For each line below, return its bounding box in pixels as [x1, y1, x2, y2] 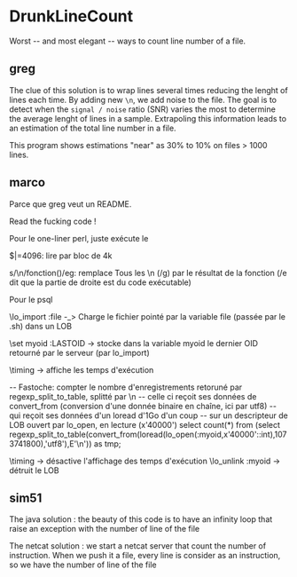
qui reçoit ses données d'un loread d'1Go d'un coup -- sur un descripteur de [9, 410, 288, 421]
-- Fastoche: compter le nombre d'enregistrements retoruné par [9, 382, 243, 392]
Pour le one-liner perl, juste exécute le [9, 233, 149, 243]
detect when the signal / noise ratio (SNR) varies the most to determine [9, 104, 277, 115]
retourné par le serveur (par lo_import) [9, 347, 151, 358]
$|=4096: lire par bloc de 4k [9, 250, 113, 261]
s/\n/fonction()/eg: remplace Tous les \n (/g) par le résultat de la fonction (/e [9, 267, 288, 278]
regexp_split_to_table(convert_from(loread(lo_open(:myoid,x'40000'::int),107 [9, 429, 287, 439]
